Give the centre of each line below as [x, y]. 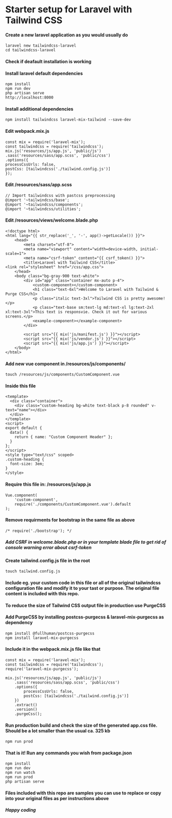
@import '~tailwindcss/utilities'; [43, 209]
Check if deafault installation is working [48, 61]
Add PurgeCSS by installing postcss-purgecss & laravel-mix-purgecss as [85, 617]
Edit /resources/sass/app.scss [39, 185]
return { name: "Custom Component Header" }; [64, 437]
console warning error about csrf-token [48, 548]
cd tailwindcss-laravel [31, 50]
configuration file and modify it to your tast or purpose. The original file [82, 588]
